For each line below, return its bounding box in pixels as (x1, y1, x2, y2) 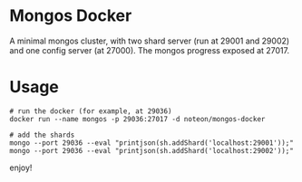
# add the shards (9, 130, 75, 139)
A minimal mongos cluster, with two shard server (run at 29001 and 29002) (9, 35, 290, 46)
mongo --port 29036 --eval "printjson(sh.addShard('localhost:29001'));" (9, 138, 295, 148)
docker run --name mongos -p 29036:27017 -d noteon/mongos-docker (9, 114, 266, 123)
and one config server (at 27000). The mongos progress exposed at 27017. (9, 44, 290, 55)
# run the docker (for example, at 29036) (9, 106, 172, 116)
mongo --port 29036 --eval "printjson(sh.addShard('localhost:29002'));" (9, 146, 295, 155)
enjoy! (9, 162, 33, 173)
